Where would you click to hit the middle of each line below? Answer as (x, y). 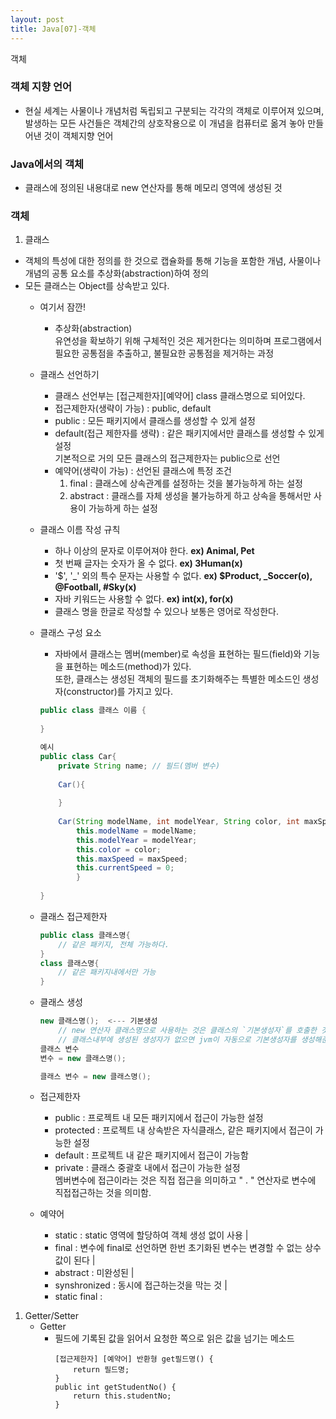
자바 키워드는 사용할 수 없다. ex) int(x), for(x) (144, 599)
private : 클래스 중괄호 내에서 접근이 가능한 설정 (147, 1168)
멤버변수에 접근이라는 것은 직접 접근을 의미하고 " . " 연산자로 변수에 (185, 1180)
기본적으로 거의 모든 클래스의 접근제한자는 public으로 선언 (167, 458)
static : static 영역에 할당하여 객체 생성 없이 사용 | (151, 1235)
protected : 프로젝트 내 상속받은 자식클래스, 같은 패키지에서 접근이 (183, 1130)
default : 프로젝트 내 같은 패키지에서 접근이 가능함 (151, 1155)
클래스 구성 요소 (70, 633)
